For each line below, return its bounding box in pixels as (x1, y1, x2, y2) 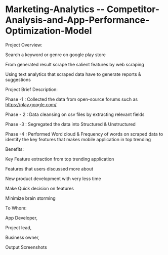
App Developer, (5, 215, 38, 221)
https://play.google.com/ (5, 101, 57, 107)
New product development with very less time (5, 176, 101, 182)
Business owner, (5, 234, 39, 240)
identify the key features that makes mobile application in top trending (5, 136, 151, 142)
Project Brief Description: (5, 86, 58, 92)
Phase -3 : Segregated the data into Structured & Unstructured (5, 121, 136, 127)
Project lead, (5, 224, 32, 231)
